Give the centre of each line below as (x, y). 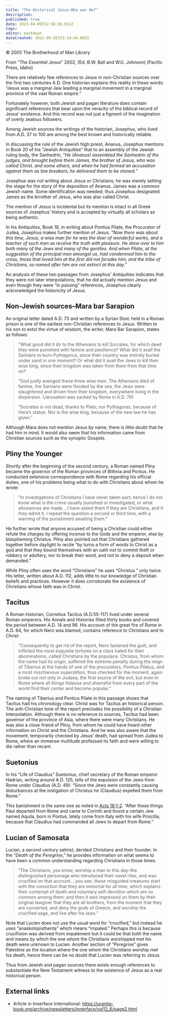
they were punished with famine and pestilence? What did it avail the (89, 350)
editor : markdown (24, 33)
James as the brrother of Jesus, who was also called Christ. (68, 197)
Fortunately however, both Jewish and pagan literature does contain (76, 103)
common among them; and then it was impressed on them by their (87, 897)
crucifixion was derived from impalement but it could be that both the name (84, 933)
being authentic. (23, 217)
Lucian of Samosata (37, 838)
